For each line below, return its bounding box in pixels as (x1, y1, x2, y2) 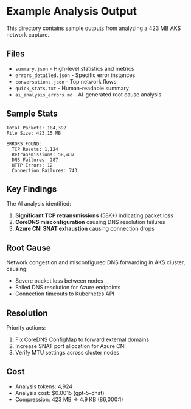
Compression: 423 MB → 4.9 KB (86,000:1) (15, 396, 123, 403)
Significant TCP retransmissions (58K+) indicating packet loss (15, 212, 173, 219)
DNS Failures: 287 (12, 157, 59, 163)
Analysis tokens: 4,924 (15, 383, 73, 390)
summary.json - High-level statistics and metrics (15, 65, 134, 72)
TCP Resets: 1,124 (12, 146, 59, 152)
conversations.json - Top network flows (15, 78, 117, 85)
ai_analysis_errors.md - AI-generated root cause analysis (15, 90, 162, 98)
